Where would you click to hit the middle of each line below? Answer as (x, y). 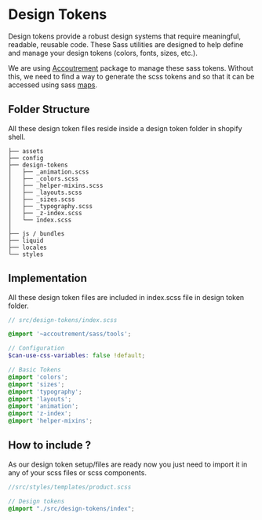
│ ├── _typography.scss (50, 206)
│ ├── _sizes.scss (42, 199)
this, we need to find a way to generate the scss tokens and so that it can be (131, 76)
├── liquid (26, 240)
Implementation (48, 278)
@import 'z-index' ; (40, 414)
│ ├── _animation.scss (49, 172)
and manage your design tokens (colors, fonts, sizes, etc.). (103, 53)
